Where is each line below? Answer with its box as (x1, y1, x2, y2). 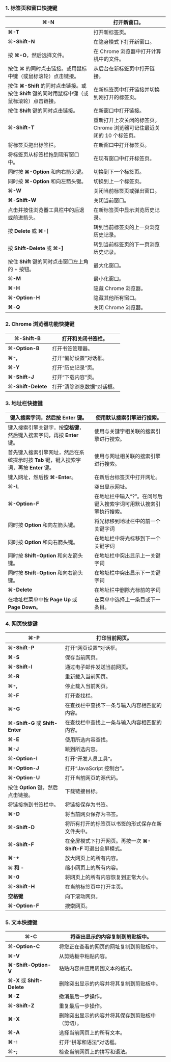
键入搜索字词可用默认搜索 (94, 500, 156, 508)
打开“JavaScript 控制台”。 (65, 765, 127, 772)
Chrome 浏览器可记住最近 (93, 124, 155, 131)
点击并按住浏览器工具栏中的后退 (8, 206, 85, 214)
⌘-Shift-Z (8, 1002, 35, 1010)
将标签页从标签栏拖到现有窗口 (8, 151, 80, 158)
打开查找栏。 (65, 692, 96, 699)
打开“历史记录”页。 (51, 364, 98, 371)
